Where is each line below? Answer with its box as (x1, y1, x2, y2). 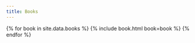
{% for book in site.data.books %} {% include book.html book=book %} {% (6, 25, 190, 32)
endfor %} (6, 31, 31, 38)
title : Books (6, 8, 39, 15)
